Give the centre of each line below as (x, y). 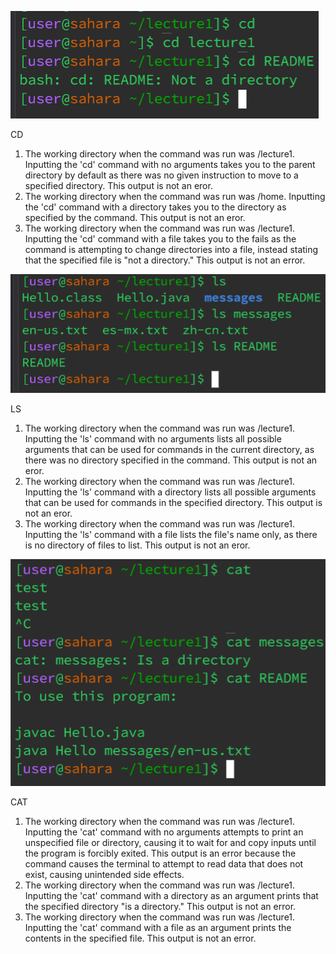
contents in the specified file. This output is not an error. (140, 938)
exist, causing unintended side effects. (104, 874)
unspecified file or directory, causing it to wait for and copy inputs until (170, 842)
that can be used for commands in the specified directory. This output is (173, 502)
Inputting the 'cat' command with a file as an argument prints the (158, 927)
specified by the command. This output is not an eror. (135, 217)
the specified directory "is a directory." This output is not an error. (160, 906)
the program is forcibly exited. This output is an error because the (160, 853)
